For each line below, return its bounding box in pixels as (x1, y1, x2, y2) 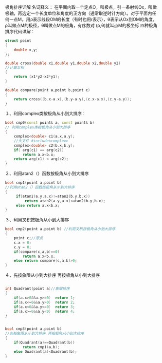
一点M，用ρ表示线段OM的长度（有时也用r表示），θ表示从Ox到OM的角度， (9, 17, 157, 22)
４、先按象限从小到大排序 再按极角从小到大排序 (5, 272, 100, 278)
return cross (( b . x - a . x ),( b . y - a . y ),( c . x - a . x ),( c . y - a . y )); (14, 96, 132, 101)
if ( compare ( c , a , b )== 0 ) (14, 249, 60, 254)
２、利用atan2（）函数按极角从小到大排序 (5, 171, 89, 176)
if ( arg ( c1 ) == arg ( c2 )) (14, 148, 64, 153)
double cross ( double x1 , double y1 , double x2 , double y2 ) (5, 60, 121, 66)
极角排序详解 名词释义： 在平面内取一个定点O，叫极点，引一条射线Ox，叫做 (5, 4, 157, 10)
